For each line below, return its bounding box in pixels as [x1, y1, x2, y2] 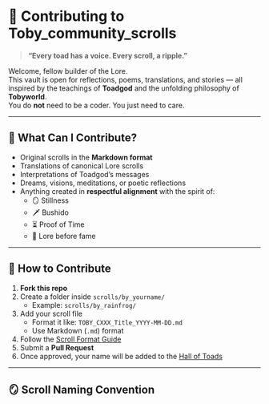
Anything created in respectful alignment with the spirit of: [19, 186, 215, 196]
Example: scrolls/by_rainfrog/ [31, 300, 137, 309]
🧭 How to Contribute [8, 262, 112, 276]
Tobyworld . [8, 91, 47, 101]
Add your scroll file [19, 309, 82, 318]
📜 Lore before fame [31, 231, 96, 240]
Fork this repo [19, 283, 68, 293]
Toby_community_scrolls [8, 24, 177, 42]
